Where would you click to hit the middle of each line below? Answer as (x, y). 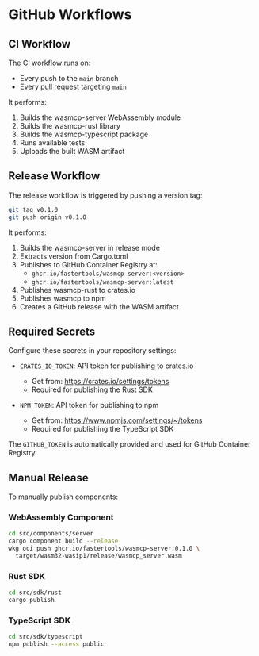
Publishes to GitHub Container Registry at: (89, 264)
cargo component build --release (63, 541)
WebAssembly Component (61, 517)
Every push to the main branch (69, 78)
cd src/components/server (51, 534)
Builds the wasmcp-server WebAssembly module (100, 117)
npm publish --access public (56, 644)
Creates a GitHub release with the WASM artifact (99, 306)
